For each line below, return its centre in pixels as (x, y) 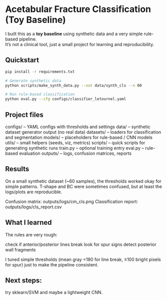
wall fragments (20, 249)
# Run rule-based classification (40, 94)
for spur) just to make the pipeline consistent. (52, 264)
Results (17, 169)
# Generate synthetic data (33, 81)
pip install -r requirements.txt (40, 72)
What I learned (28, 223)
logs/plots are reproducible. (34, 192)
